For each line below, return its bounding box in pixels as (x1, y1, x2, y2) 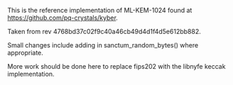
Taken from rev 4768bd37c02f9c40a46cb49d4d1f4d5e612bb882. (7, 28, 201, 35)
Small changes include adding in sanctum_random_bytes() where (7, 41, 199, 49)
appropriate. (7, 49, 44, 57)
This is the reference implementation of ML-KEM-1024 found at (7, 6, 193, 14)
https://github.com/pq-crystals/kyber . (7, 13, 119, 22)
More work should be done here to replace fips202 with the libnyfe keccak (7, 62, 226, 70)
